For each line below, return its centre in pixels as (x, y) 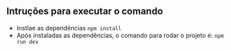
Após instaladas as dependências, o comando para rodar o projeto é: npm (120, 35)
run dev (27, 42)
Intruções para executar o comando (85, 11)
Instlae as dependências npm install (69, 28)
